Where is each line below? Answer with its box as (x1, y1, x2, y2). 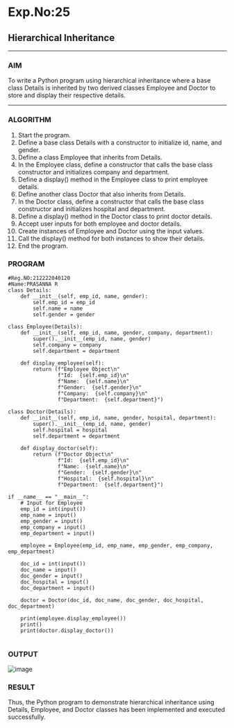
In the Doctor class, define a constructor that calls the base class (17, 197, 204, 206)
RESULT (8, 682, 35, 692)
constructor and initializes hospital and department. (17, 204, 166, 213)
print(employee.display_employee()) (20, 615, 127, 622)
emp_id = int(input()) (20, 505, 86, 513)
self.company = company (33, 341, 101, 348)
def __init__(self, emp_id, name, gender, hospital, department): (20, 414, 217, 421)
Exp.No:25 (8, 4, 71, 20)
